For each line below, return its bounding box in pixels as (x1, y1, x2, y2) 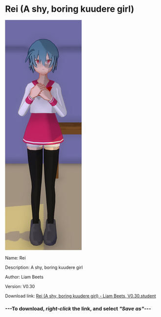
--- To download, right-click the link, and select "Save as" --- (5, 305, 152, 312)
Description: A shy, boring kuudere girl (5, 264, 83, 270)
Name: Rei (5, 255, 26, 261)
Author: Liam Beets (5, 274, 44, 280)
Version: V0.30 (5, 283, 35, 289)
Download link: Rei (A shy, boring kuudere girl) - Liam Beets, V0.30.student (5, 293, 156, 299)
